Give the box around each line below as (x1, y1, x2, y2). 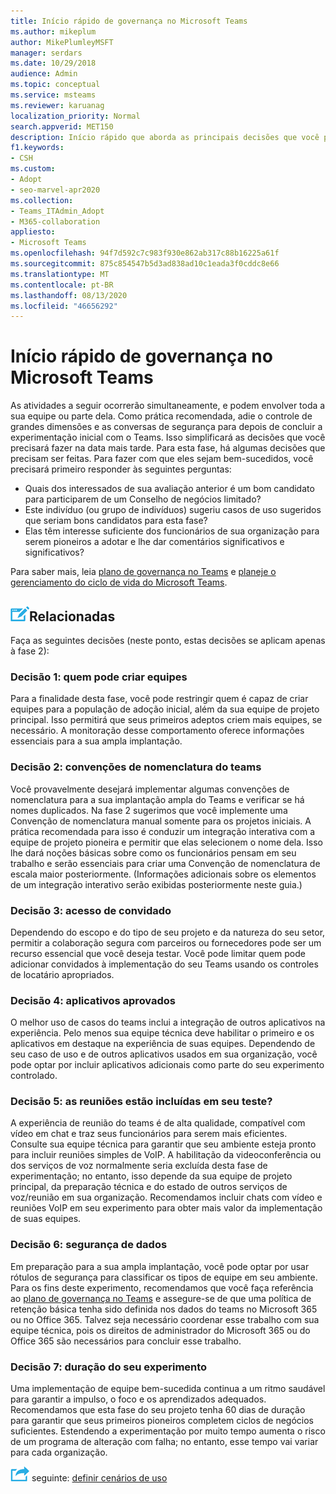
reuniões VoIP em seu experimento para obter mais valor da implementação (10, 1202, 323, 1214)
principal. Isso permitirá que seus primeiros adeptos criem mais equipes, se (10, 714, 323, 726)
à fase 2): (10, 645, 50, 657)
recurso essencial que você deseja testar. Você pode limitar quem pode (10, 947, 306, 959)
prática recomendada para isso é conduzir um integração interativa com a (10, 825, 316, 837)
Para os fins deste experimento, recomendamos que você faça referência (10, 1281, 314, 1294)
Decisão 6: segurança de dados (10, 1238, 168, 1252)
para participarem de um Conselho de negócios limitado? (24, 493, 262, 505)
